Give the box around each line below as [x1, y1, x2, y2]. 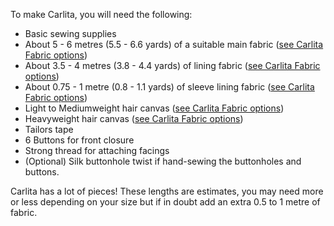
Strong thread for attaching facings [24, 145, 170, 156]
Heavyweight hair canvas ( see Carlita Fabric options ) [24, 113, 244, 124]
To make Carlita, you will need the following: [10, 9, 193, 20]
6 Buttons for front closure [24, 134, 135, 146]
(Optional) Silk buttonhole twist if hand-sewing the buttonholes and [24, 155, 302, 167]
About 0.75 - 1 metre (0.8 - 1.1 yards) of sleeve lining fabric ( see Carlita [24, 81, 315, 93]
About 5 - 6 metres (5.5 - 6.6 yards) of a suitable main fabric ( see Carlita [24, 39, 324, 50]
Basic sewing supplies [24, 28, 117, 39]
